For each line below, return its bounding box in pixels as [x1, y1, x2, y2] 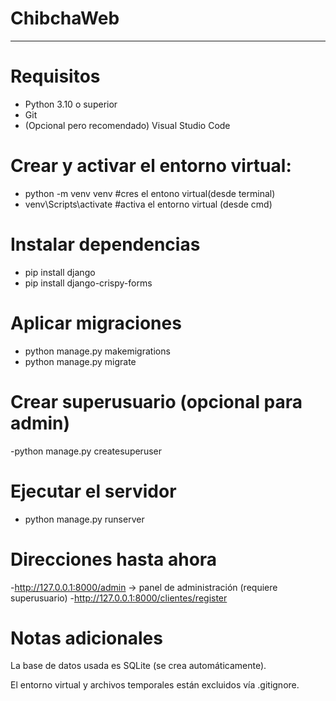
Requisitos [10, 65, 101, 88]
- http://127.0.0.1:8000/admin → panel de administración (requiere [10, 581, 278, 593]
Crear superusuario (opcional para [10, 390, 303, 413]
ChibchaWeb [10, 7, 120, 30]
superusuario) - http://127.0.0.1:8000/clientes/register [10, 592, 228, 604]
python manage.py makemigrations [24, 345, 171, 357]
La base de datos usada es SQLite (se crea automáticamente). [10, 660, 267, 672]
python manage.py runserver [24, 513, 145, 525]
